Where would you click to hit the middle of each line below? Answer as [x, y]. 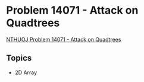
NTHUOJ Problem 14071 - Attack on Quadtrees [64, 39]
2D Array [26, 72]
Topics [19, 58]
